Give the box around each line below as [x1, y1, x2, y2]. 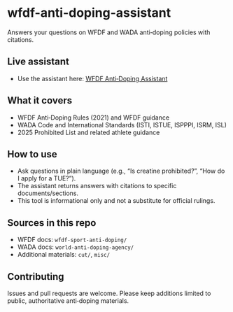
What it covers [7, 94, 72, 106]
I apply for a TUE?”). [17, 174, 76, 183]
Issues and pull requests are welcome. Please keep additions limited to [7, 289, 211, 297]
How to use [7, 148, 57, 160]
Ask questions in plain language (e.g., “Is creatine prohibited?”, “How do [17, 166, 225, 176]
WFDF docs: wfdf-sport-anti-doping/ [17, 236, 127, 244]
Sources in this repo [7, 217, 97, 229]
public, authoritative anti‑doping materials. [7, 297, 129, 305]
